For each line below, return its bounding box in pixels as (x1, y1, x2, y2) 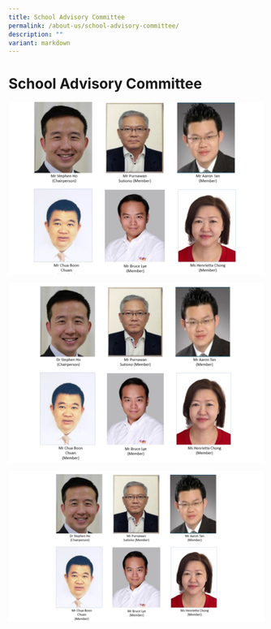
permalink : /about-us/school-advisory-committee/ (8, 21, 180, 30)
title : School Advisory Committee (8, 13, 126, 21)
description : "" (8, 30, 63, 38)
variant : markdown (8, 39, 71, 47)
